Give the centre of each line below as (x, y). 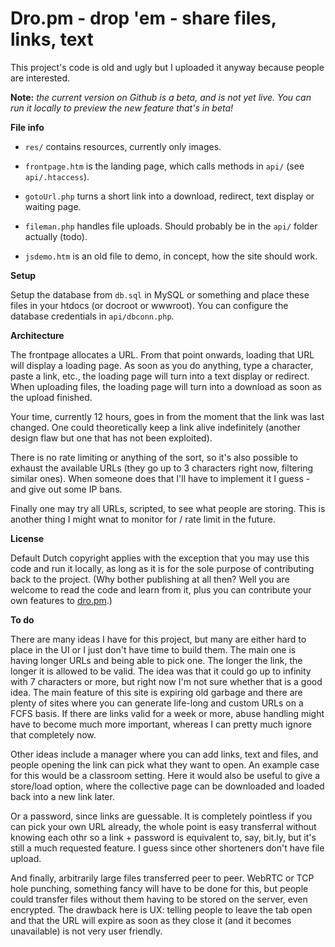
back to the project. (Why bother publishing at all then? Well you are (150, 579)
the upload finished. (51, 397)
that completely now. (53, 734)
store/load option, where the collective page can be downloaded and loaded (167, 786)
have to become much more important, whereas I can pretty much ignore (161, 724)
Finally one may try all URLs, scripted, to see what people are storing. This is (168, 508)
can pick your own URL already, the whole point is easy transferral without (163, 826)
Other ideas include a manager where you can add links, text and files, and (164, 754)
